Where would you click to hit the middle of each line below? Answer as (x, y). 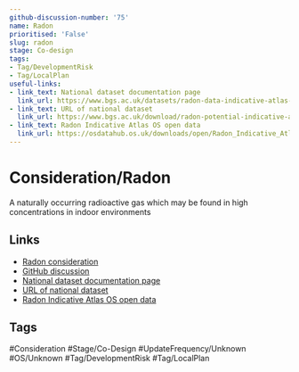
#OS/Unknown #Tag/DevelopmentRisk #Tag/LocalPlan (109, 359)
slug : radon (31, 42)
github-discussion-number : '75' (69, 17)
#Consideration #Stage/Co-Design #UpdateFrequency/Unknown (128, 349)
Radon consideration (60, 261)
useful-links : (36, 84)
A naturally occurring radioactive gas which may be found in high (129, 203)
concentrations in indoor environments (80, 211)
